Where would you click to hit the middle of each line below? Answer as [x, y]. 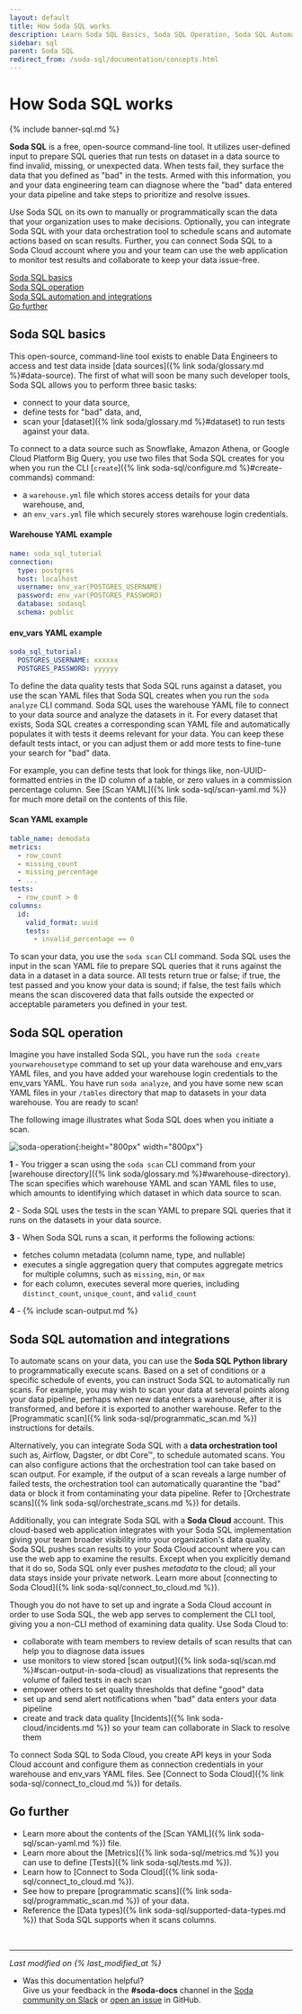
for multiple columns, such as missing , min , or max [114, 1274]
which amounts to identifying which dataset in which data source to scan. [146, 1193]
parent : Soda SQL [42, 51]
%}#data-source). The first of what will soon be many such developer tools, [150, 375]
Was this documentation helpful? [83, 1981]
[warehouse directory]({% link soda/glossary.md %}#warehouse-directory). [150, 1174]
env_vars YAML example [56, 633]
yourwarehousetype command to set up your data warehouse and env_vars [146, 1064]
